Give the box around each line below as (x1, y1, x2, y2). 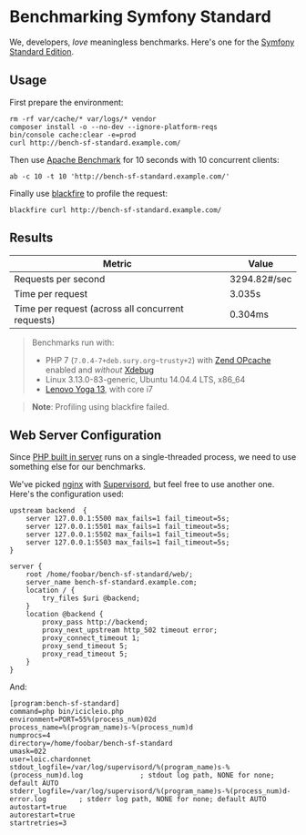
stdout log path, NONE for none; (148, 771, 275, 780)
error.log (9, 795, 47, 804)
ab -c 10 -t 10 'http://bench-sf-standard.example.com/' (9, 171, 230, 181)
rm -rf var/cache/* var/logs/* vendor (9, 114, 157, 124)
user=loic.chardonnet (9, 755, 92, 764)
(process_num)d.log (9, 771, 84, 780)
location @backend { (25, 610, 104, 619)
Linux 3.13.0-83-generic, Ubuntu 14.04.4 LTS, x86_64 (45, 373, 246, 384)
